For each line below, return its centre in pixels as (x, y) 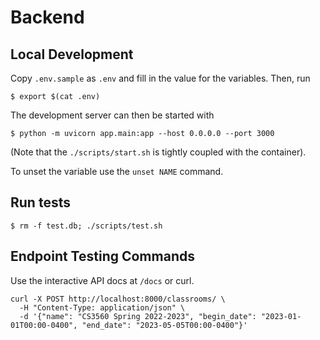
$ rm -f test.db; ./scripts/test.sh (86, 226)
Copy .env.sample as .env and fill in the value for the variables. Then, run (160, 78)
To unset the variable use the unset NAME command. (117, 171)
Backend (47, 17)
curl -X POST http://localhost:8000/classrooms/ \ (118, 299)
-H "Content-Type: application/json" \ (102, 307)
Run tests (40, 202)
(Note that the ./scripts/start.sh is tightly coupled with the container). (158, 152)
